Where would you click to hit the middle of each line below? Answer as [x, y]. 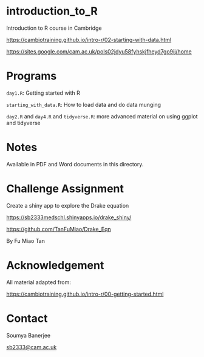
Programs [32, 76]
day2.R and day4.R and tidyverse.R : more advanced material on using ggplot [102, 116]
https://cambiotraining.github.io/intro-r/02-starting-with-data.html [89, 39]
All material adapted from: [39, 282]
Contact [27, 318]
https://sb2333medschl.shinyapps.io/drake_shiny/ [69, 217]
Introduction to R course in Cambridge [54, 28]
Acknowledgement [55, 265]
